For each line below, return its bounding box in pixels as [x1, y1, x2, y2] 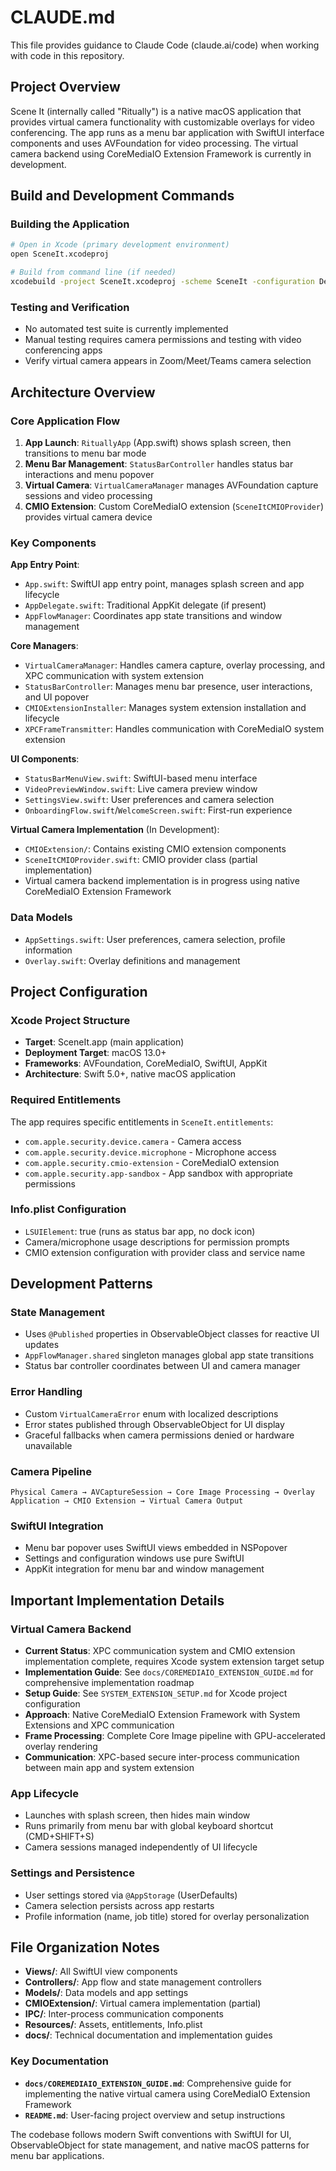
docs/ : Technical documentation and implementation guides [24, 2029, 273, 2041]
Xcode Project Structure [10, 1013, 131, 1027]
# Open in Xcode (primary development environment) [10, 240, 230, 250]
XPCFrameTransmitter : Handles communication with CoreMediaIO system [24, 723, 325, 735]
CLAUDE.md [10, 6, 116, 29]
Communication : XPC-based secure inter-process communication [24, 1751, 300, 1763]
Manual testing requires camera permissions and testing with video [24, 334, 302, 346]
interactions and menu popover [24, 468, 155, 480]
